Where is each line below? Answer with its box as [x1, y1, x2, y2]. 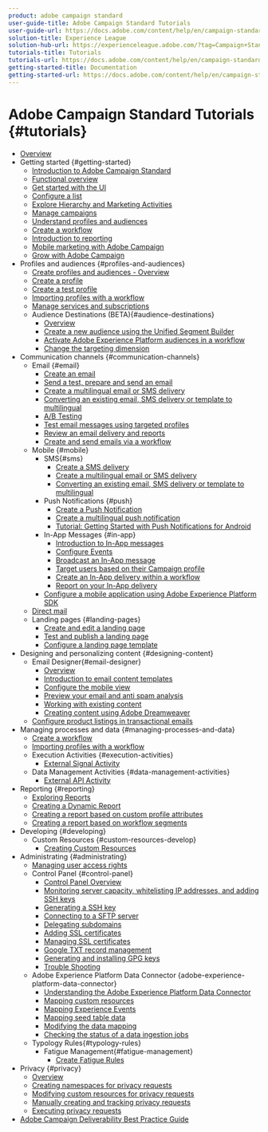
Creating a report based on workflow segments [31, 818, 187, 827]
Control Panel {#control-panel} [31, 868, 134, 878]
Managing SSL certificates [43, 936, 131, 945]
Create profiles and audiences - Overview [31, 267, 170, 277]
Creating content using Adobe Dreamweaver [43, 707, 191, 717]
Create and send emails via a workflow [43, 436, 171, 446]
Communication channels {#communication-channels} [19, 352, 200, 361]
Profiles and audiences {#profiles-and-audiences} [19, 258, 186, 268]
